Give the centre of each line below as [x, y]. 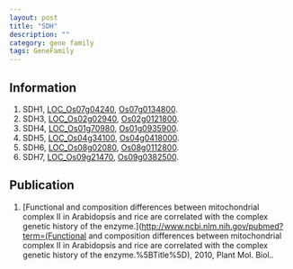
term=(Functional [54, 236]
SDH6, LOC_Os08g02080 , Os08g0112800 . [101, 147]
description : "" [40, 34]
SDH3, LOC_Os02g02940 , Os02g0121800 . [101, 119]
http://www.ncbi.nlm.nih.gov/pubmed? [213, 226]
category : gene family [52, 43]
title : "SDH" [34, 26]
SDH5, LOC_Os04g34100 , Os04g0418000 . [101, 138]
